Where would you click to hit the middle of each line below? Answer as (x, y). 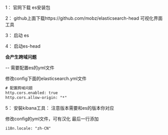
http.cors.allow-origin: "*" (36, 97)
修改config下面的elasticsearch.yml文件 (46, 78)
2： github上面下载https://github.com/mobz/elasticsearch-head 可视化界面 (84, 18)
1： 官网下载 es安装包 (28, 7)
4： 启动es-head (23, 46)
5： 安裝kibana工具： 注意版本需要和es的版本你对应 (60, 108)
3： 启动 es (17, 35)
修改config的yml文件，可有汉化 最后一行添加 (52, 119)
